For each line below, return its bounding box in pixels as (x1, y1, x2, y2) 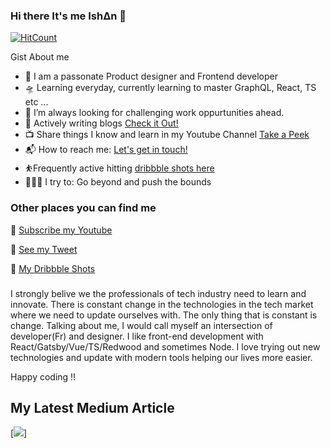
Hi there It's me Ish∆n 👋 (10, 9, 127, 23)
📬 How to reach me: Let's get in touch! (24, 144, 188, 156)
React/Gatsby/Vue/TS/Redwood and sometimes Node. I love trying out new (10, 340, 321, 353)
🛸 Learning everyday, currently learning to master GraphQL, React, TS (24, 82, 317, 94)
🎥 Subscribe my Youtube (10, 224, 113, 236)
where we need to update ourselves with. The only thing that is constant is (10, 309, 318, 321)
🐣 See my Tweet (10, 243, 78, 255)
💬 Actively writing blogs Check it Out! (24, 117, 179, 129)
